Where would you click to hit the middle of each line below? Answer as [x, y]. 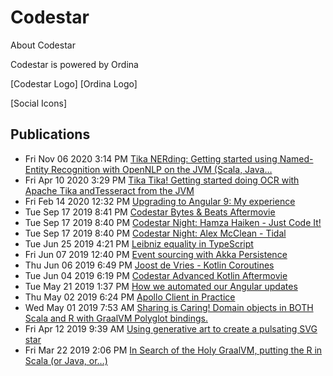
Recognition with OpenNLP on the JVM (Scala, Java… [162, 169]
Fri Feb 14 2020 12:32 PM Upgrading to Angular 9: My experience [160, 201]
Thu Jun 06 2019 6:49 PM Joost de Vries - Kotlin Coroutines [149, 265]
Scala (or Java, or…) [66, 360]
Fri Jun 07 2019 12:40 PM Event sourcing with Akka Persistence [156, 254]
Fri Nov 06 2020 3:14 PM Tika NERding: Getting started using [151, 158]
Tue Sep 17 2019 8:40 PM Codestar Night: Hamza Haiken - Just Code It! [173, 222]
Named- [296, 158]
